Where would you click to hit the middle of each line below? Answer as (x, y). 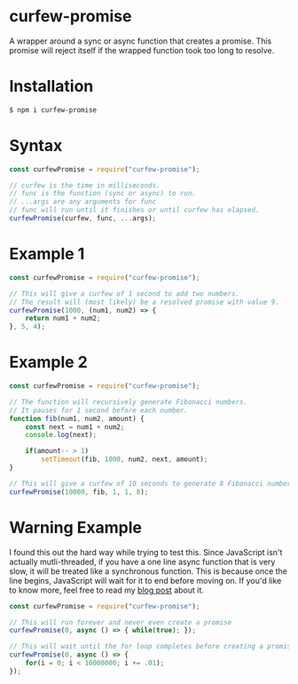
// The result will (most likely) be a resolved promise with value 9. (144, 302)
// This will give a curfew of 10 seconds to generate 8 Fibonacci (137, 483)
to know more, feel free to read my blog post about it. (106, 590)
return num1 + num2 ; (63, 318)
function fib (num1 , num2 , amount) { (77, 418)
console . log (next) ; (61, 435)
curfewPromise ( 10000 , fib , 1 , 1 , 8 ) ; (79, 492)
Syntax (36, 145)
